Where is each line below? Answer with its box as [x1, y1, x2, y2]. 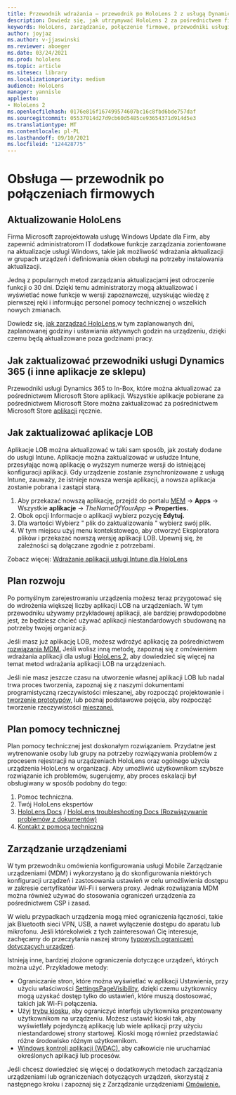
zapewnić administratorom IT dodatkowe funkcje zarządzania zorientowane [7, 240, 227, 248]
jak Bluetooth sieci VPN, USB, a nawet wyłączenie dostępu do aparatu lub [7, 920, 221, 929]
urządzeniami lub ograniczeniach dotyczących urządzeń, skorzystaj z [7, 1073, 209, 1081]
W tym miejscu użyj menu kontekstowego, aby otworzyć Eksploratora [17, 526, 220, 534]
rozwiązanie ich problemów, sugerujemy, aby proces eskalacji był [7, 771, 197, 780]
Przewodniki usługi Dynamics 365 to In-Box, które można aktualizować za [7, 384, 221, 392]
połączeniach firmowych [7, 186, 155, 202]
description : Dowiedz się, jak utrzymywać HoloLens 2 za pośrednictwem [7, 17, 221, 24]
